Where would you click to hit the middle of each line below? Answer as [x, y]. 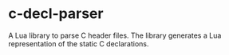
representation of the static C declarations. [79, 43]
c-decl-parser [56, 14]
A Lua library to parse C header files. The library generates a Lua [115, 35]
